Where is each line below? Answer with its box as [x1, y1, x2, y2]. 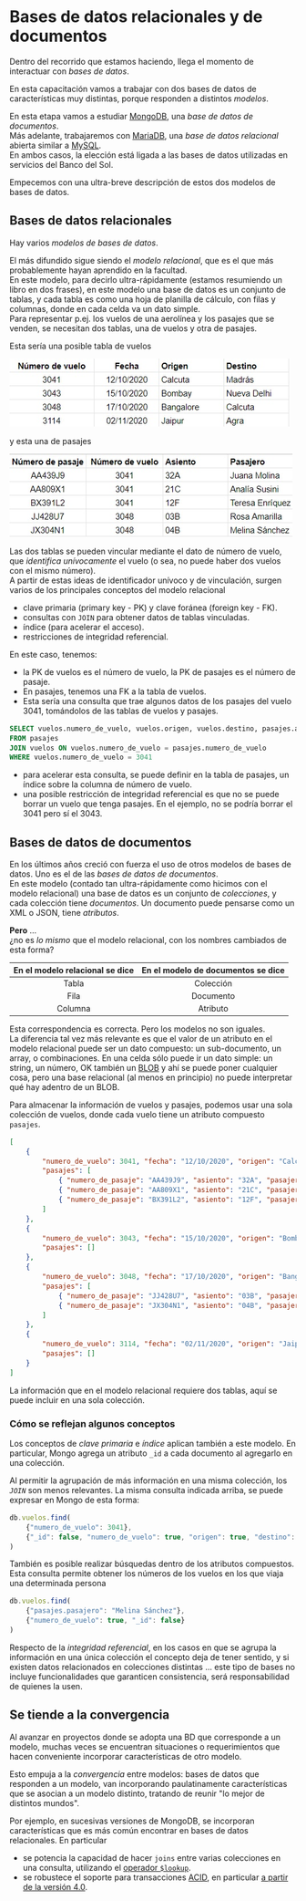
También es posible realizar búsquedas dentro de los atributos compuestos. [9, 1558, 294, 1570]
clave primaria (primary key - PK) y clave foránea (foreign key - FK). [22, 602, 278, 613]
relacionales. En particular [9, 1834, 107, 1845]
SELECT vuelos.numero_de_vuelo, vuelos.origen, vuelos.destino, [9, 723, 259, 733]
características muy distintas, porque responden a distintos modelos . [9, 93, 269, 104]
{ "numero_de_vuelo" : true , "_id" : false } [25, 1616, 185, 1626]
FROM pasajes [9, 733, 59, 743]
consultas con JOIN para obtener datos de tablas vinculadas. [22, 611, 250, 622]
